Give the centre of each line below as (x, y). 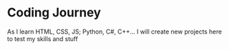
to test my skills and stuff (43, 38)
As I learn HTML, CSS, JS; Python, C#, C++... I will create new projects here (115, 32)
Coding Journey (54, 13)
